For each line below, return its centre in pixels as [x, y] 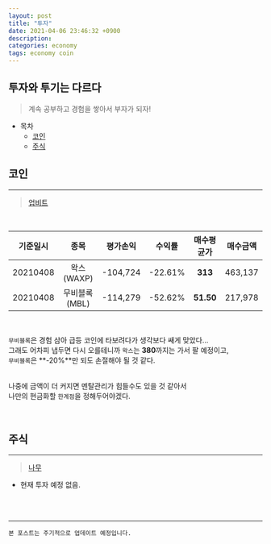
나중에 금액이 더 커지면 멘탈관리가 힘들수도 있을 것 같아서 [98, 386]
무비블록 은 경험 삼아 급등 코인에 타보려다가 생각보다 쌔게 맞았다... [108, 340]
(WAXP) [78, 278]
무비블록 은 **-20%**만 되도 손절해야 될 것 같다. [82, 360]
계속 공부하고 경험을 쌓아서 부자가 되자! [90, 109]
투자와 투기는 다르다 [55, 88]
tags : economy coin [41, 53]
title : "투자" [30, 23]
